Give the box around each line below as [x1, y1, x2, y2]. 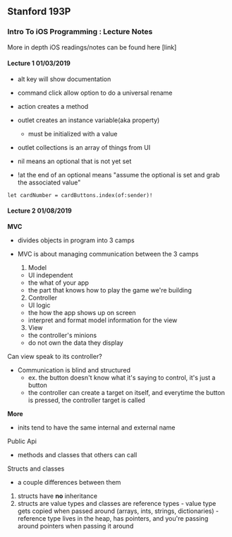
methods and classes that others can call [17, 451, 138, 459]
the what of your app [28, 278, 90, 287]
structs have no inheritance [17, 492, 97, 500]
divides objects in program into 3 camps [17, 236, 135, 244]
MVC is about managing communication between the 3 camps [17, 250, 199, 259]
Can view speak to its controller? [7, 353, 102, 361]
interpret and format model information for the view [28, 316, 178, 324]
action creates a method [17, 102, 89, 110]
